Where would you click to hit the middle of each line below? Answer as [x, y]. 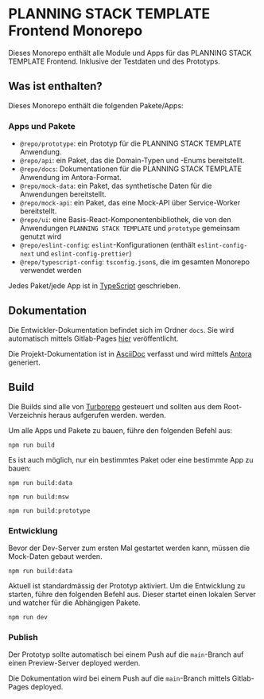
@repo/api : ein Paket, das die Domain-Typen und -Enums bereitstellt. [132, 161]
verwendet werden [50, 271]
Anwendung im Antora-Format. [70, 178]
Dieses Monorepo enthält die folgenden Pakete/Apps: [96, 105]
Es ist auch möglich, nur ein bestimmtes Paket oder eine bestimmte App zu [131, 459]
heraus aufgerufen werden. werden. [107, 415]
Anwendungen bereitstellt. [63, 194]
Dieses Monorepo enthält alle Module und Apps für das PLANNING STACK [130, 53]
